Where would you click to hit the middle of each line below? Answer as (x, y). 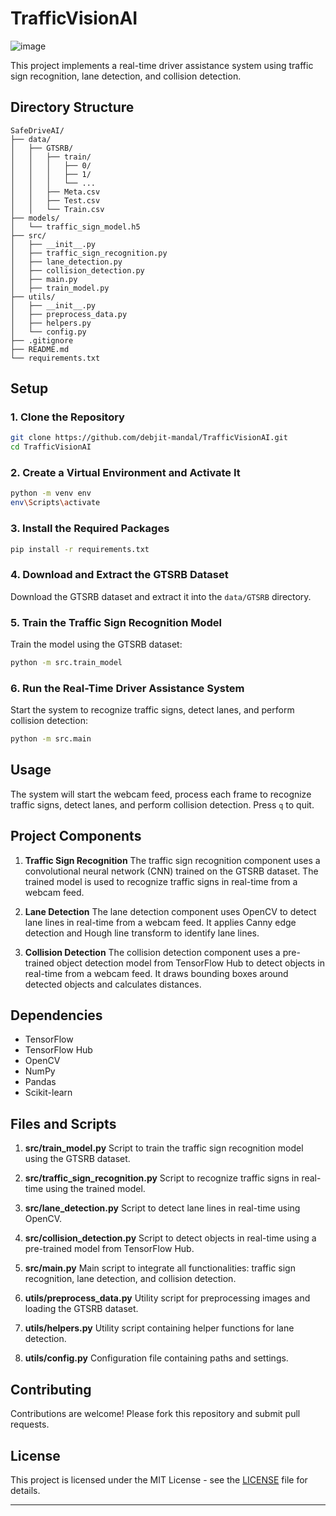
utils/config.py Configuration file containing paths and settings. (156, 1358)
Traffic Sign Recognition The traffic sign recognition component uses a (172, 860)
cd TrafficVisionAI (51, 447)
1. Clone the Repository (67, 417)
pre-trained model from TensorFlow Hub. (109, 1249)
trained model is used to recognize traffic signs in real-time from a (161, 881)
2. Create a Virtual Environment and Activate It (125, 473)
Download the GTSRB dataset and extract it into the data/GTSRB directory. (161, 596)
